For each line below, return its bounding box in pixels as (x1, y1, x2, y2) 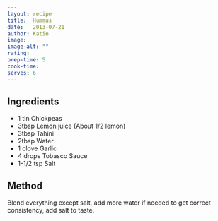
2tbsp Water (17, 137, 54, 145)
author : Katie (7, 30, 50, 37)
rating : (7, 50, 30, 57)
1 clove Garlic (17, 144, 57, 153)
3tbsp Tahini (17, 129, 54, 138)
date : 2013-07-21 (7, 23, 65, 30)
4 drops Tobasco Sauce (17, 152, 88, 160)
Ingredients (7, 95, 59, 107)
